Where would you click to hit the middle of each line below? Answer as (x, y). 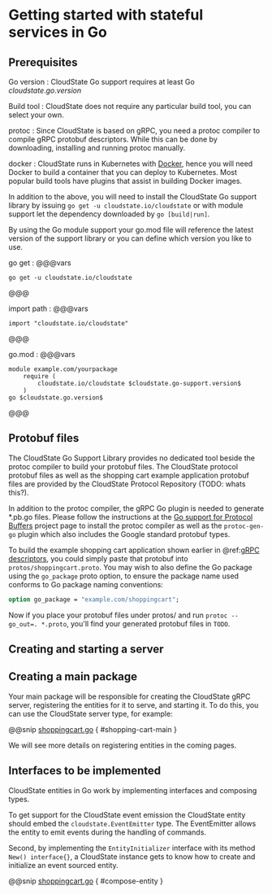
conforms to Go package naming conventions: (86, 584)
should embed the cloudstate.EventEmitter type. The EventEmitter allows (132, 823)
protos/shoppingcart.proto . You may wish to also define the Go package (131, 567)
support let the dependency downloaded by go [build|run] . (109, 214)
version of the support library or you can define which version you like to (130, 238)
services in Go (58, 32)
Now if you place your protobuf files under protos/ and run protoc (118, 615)
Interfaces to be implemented (84, 771)
